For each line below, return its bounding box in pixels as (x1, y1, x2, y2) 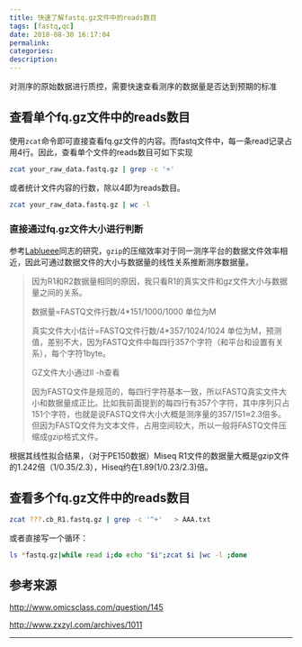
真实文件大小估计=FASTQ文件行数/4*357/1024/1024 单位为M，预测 (31, 325, 282, 336)
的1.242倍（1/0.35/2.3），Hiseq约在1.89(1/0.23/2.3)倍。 (9, 461, 213, 472)
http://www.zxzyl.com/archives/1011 (9, 619, 143, 631)
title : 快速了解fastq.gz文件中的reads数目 (9, 13, 157, 23)
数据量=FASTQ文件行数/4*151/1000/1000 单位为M (31, 305, 217, 316)
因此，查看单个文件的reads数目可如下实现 (38, 146, 193, 158)
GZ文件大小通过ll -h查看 (31, 367, 120, 378)
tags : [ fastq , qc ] (9, 22, 75, 31)
